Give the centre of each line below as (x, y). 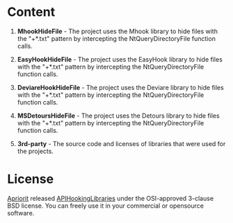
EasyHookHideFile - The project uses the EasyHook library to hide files (120, 59)
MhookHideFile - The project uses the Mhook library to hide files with (117, 31)
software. (21, 213)
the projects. (35, 151)
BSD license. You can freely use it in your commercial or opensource (105, 206)
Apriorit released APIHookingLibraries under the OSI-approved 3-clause (111, 198)
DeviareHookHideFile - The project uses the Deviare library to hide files (120, 87)
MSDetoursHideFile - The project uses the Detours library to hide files (119, 116)
